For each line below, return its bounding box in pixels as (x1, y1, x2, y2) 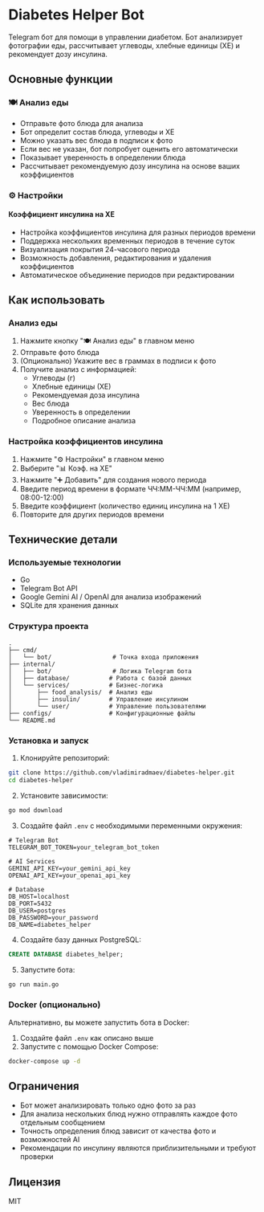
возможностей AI (19, 1135, 80, 1145)
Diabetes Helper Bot (8, 6, 144, 24)
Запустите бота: (19, 965, 75, 974)
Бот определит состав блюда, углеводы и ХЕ (19, 127, 175, 137)
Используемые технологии (8, 557, 122, 568)
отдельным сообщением (19, 1118, 106, 1128)
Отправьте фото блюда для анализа (19, 118, 144, 128)
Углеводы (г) (31, 373, 76, 383)
